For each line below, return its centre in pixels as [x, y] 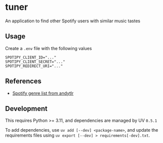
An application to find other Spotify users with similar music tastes [73, 21]
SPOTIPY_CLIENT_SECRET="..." [35, 62]
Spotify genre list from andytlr [43, 93]
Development [27, 109]
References [23, 81]
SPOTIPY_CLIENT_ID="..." [31, 57]
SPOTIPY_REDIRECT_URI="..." [34, 66]
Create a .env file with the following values [49, 48]
